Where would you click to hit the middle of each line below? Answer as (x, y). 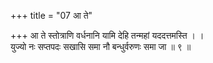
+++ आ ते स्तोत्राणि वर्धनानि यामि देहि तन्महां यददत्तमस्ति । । (107, 35)
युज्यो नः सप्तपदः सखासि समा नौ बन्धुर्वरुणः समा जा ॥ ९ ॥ (101, 46)
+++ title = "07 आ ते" (51, 15)
